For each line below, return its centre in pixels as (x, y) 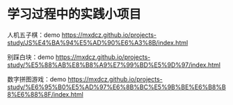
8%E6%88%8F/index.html (45, 94)
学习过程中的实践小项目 (74, 14)
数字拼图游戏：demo (37, 79)
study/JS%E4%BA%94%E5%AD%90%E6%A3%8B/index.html (98, 42)
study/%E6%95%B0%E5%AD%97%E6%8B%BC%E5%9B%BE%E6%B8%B (116, 87)
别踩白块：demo (31, 57)
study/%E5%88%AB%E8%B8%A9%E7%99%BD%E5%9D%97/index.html (114, 65)
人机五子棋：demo (34, 35)
